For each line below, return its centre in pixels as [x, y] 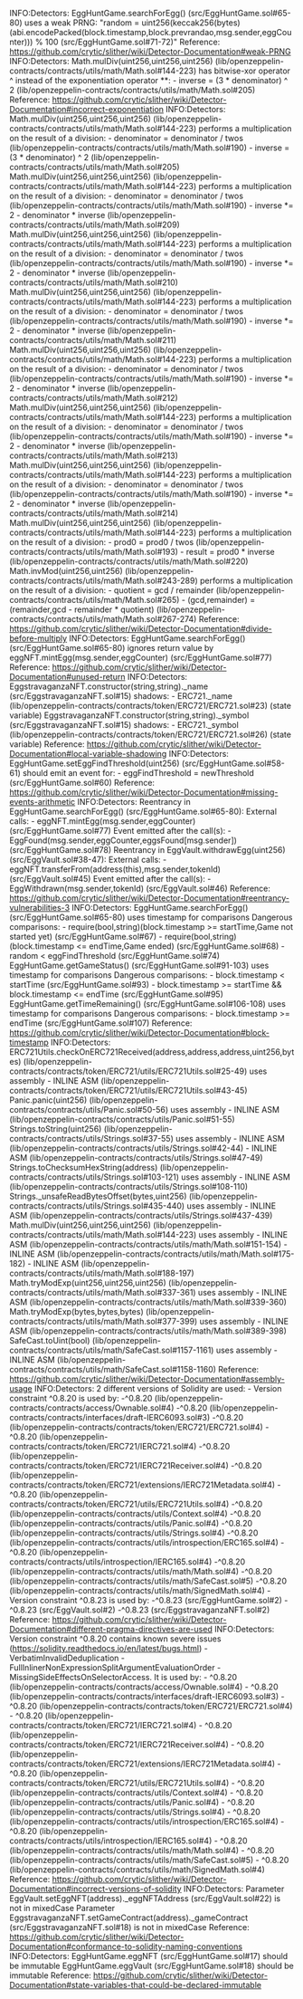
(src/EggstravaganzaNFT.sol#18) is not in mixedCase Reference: [130, 1927]
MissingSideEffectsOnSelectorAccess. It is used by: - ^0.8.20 [123, 1677]
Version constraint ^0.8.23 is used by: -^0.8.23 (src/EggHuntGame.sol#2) [146, 1600]
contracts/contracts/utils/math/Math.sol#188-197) [102, 1273]
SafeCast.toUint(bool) [50, 1340]
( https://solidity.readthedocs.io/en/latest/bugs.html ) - [109, 1648]
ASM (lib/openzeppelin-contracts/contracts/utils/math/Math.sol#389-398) [148, 1331]
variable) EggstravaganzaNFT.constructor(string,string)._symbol [129, 715]
